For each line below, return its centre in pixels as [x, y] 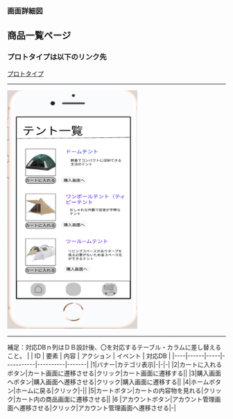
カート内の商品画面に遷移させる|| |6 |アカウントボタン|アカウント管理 [115, 399]
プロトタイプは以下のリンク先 [57, 57]
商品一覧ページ [39, 36]
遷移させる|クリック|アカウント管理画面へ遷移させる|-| [98, 408]
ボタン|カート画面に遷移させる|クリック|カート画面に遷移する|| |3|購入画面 [114, 373]
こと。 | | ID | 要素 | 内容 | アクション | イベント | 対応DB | [89, 356]
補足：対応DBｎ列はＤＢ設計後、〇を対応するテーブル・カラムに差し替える [114, 347]
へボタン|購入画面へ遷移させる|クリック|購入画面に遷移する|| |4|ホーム [108, 382]
